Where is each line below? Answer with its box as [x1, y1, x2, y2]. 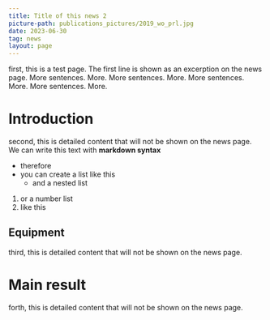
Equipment [8, 226, 65, 240]
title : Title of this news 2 [8, 11, 107, 20]
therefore [19, 161, 52, 171]
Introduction [8, 110, 94, 128]
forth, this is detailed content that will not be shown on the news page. [8, 302, 243, 312]
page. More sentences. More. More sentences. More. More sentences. [8, 73, 245, 83]
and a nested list [32, 178, 88, 188]
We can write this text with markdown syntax [8, 145, 161, 155]
